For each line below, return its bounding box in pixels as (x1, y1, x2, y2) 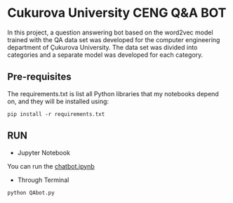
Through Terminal (17, 176, 69, 184)
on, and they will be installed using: (7, 97, 109, 105)
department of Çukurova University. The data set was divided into (7, 43, 198, 51)
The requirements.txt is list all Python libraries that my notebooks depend (7, 89, 219, 98)
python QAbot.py (7, 189, 55, 196)
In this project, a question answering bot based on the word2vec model (7, 28, 213, 37)
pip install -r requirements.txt (7, 110, 105, 117)
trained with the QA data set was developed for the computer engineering (7, 35, 220, 44)
